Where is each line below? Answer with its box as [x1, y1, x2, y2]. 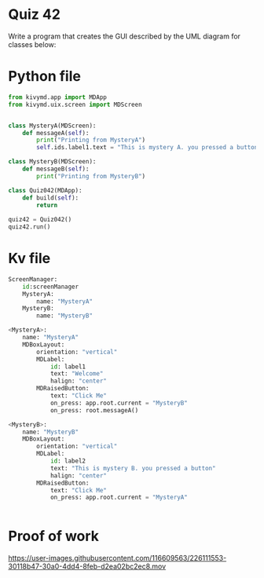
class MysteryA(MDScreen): [8, 122, 97, 130]
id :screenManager [22, 283, 79, 291]
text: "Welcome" [49, 370, 104, 378]
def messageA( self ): [22, 129, 90, 137]
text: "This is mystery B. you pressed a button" [49, 464, 216, 472]
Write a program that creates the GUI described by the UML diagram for [8, 31, 241, 41]
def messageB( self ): [22, 165, 90, 173]
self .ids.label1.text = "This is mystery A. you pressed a [36, 144, 234, 152]
